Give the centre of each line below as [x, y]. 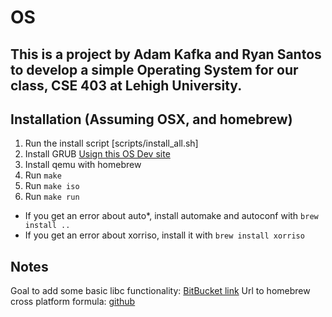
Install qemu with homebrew [83, 165]
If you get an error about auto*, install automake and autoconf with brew [171, 216]
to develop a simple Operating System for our [154, 69]
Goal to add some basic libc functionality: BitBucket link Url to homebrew [160, 291]
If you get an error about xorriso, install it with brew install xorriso [164, 235]
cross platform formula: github [73, 302]
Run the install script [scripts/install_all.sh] [111, 143]
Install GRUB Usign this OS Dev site [97, 154]
